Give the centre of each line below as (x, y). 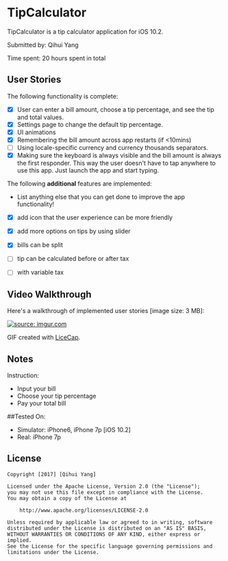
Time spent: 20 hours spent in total (56, 58)
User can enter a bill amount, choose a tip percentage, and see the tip (115, 109)
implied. (20, 540)
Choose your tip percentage (56, 396)
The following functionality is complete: (63, 96)
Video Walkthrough (49, 294)
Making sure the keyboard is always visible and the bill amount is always (119, 155)
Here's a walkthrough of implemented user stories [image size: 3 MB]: (106, 311)
